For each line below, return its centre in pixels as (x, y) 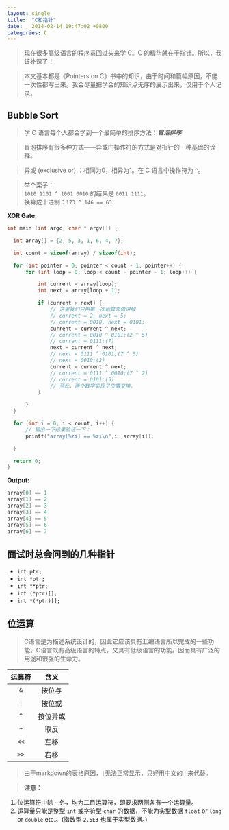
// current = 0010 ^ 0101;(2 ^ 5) (99, 335)
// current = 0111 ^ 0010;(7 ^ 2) (99, 373)
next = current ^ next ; (84, 348)
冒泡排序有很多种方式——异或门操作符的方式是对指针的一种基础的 (117, 147)
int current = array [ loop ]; (77, 284)
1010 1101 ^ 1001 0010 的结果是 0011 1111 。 (86, 193)
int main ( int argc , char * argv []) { (62, 228)
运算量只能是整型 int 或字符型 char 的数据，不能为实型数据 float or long (119, 811)
